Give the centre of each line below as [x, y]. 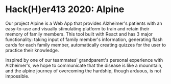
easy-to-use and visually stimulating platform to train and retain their [77, 28]
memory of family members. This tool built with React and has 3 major [79, 34]
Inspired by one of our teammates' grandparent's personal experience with [84, 60]
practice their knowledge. [32, 50]
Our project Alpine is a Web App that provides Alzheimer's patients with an [84, 23]
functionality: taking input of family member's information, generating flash [84, 39]
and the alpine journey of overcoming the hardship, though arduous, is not [83, 71]
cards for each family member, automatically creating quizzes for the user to [86, 45]
